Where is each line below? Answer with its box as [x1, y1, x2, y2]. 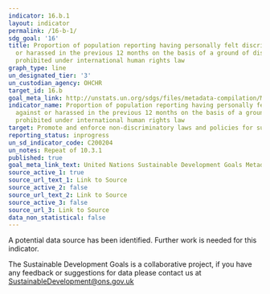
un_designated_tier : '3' [8, 71, 92, 80]
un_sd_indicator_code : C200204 [8, 138, 113, 147]
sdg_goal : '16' [8, 34, 59, 43]
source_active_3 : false [8, 198, 88, 206]
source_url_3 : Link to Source [8, 206, 110, 214]
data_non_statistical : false [8, 214, 106, 222]
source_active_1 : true [8, 169, 84, 177]
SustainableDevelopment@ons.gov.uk [8, 276, 134, 286]
